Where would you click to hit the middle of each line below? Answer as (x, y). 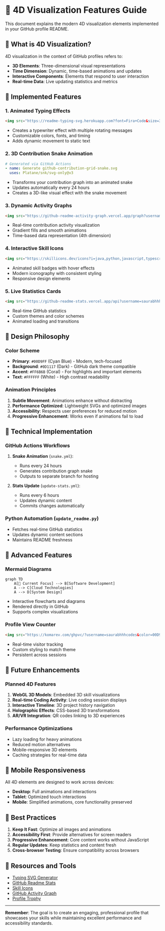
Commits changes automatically (52, 506)
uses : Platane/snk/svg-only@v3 (41, 173)
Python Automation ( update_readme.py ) (52, 518)
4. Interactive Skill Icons (34, 248)
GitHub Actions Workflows (38, 446)
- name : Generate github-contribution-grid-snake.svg (61, 168)
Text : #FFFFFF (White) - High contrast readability (61, 377)
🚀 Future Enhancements (42, 670)
